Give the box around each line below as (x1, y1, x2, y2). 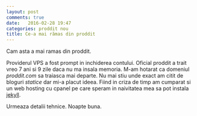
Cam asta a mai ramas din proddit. (6, 47, 92, 55)
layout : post (6, 8, 39, 15)
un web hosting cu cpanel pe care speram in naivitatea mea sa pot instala (6, 85, 189, 92)
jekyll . (6, 91, 21, 99)
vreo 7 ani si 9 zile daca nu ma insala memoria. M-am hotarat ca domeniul (6, 66, 190, 73)
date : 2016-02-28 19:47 (6, 20, 71, 26)
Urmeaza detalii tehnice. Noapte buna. (6, 103, 102, 110)
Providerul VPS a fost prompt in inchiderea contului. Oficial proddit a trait (6, 60, 187, 67)
